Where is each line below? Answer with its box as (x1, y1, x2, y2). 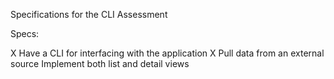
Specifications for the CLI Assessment (10, 9, 168, 20)
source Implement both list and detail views (10, 58, 190, 69)
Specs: (10, 28, 40, 39)
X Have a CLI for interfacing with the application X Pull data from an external (10, 47, 325, 59)
